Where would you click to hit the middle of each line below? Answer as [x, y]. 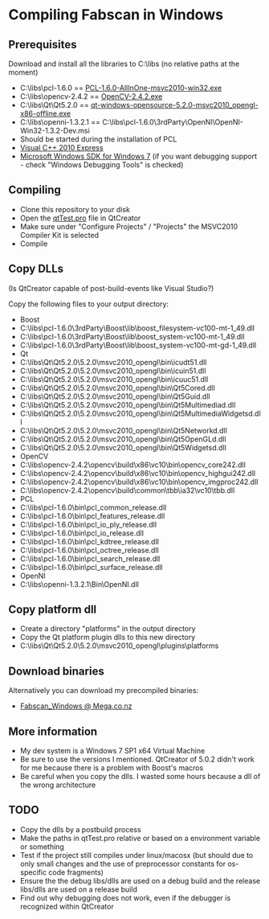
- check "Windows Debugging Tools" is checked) [102, 165]
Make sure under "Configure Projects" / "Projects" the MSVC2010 [129, 226]
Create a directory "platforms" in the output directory [108, 629]
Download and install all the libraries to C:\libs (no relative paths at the [124, 64]
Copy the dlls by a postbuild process [81, 829]
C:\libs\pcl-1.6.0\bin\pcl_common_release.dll [93, 507]
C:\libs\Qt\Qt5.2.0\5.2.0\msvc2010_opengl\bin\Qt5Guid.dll [115, 396]
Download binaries [56, 671]
